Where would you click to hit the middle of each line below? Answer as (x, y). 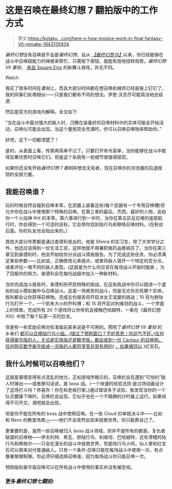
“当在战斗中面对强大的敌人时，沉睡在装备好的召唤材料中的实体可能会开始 (82, 123)
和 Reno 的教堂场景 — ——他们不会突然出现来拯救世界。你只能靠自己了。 (81, 420)
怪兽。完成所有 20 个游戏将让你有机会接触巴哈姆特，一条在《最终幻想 (88, 310)
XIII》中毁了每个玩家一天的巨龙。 (40, 316)
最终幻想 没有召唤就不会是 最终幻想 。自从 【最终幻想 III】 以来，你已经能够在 (84, 55)
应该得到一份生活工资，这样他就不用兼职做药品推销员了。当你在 (90, 248)
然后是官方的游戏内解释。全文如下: (42, 112)
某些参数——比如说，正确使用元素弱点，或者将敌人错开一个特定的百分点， (88, 260)
